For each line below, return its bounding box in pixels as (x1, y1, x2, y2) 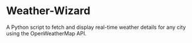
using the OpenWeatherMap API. (6, 29, 86, 37)
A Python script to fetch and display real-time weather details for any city (6, 24, 186, 31)
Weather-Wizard (6, 4, 91, 18)
